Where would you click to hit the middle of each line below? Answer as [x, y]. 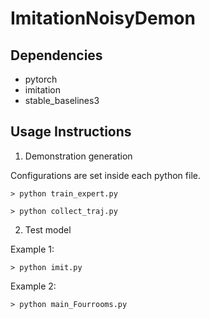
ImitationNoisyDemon [103, 18]
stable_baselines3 [62, 100]
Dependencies [56, 55]
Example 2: [33, 286]
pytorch [41, 79]
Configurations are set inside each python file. [105, 175]
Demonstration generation [78, 156]
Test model [48, 229]
